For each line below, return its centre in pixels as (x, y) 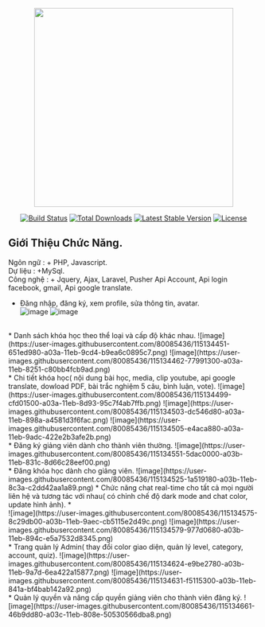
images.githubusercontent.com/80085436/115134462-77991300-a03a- (126, 360)
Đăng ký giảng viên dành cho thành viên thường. (93, 445)
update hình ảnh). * (40, 504)
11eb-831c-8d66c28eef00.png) (60, 462)
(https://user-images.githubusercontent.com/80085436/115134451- (119, 344)
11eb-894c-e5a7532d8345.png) (61, 538)
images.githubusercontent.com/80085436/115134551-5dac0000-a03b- (126, 454)
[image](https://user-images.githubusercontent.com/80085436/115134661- (132, 606)
